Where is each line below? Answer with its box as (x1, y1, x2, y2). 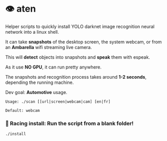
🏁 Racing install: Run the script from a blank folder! (5, 120, 134, 127)
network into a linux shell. (5, 29, 59, 35)
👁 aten (5, 3, 36, 15)
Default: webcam (5, 108, 40, 113)
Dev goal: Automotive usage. (5, 89, 67, 95)
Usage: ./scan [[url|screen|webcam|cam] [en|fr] (5, 99, 111, 104)
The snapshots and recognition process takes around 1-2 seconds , (5, 74, 147, 80)
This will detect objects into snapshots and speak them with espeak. (5, 54, 150, 60)
